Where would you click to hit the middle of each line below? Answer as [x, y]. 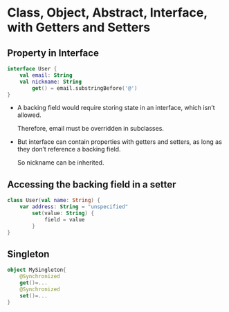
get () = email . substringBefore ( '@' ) [85, 88]
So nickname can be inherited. [61, 163]
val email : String [46, 75]
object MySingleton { [37, 270]
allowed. [29, 115]
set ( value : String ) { [63, 213]
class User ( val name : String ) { [54, 201]
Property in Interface [53, 53]
